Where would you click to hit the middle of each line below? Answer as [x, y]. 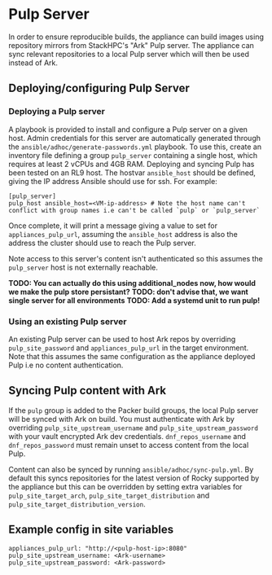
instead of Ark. [33, 63]
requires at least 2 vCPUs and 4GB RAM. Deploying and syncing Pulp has [132, 164]
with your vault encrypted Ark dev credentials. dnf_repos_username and [127, 436]
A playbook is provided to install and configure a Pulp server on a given [128, 129]
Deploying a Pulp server [57, 112]
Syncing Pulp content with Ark [88, 391]
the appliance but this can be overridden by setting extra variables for [125, 486]
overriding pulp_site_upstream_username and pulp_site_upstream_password [134, 428]
